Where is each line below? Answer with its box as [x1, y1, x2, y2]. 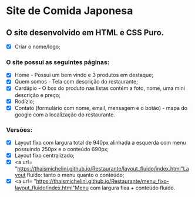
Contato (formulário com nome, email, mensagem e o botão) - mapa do [14, 104, 188, 111]
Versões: [6, 125, 33, 133]
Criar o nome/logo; [14, 43, 60, 50]
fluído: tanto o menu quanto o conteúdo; [26, 172, 125, 179]
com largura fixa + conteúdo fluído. [90, 184, 176, 192]
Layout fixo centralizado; [14, 152, 75, 159]
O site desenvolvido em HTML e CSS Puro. [6, 28, 164, 38]
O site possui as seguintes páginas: [6, 58, 110, 66]
